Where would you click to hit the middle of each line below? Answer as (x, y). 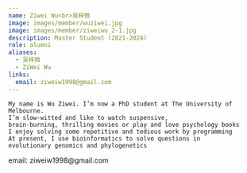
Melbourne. (26, 111)
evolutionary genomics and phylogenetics (78, 145)
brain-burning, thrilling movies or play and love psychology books (124, 125)
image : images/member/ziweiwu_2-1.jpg (72, 30)
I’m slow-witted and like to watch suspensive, (89, 117)
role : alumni (30, 45)
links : (19, 75)
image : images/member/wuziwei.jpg (66, 23)
